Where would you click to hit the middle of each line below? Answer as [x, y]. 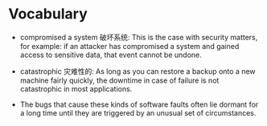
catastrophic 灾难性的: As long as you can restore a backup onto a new [138, 71]
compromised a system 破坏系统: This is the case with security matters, [139, 37]
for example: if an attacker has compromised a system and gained [129, 46]
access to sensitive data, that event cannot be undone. [111, 55]
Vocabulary [48, 14]
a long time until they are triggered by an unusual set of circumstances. [138, 112]
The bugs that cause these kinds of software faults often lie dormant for [139, 104]
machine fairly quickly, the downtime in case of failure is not [119, 80]
